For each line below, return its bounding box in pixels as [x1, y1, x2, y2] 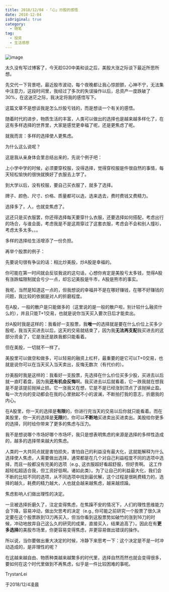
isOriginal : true [5, 17, 42, 22]
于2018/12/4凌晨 [5, 581, 39, 587]
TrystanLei [5, 571, 28, 577]
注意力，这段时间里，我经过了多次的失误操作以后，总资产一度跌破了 [9, 88, 151, 94]
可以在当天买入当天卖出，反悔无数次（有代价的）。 [22, 361, 127, 367]
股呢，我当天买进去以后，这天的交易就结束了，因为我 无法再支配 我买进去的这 [5, 327, 164, 333]
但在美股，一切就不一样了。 [5, 344, 63, 350]
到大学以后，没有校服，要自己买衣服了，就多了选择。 [5, 182, 116, 188]
